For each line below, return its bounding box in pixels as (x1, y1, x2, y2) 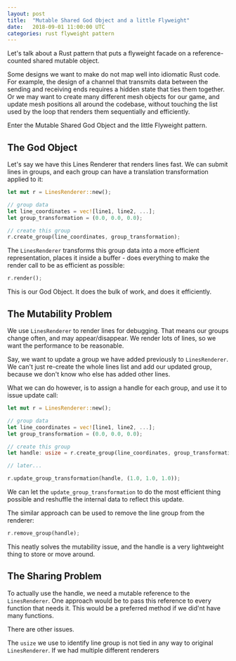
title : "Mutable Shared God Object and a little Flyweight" (7, 17, 190, 24)
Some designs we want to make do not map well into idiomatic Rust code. (7, 70, 221, 79)
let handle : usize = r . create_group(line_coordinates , (7, 450, 171, 457)
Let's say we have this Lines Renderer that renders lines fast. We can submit (7, 160, 228, 169)
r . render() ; (7, 275, 42, 282)
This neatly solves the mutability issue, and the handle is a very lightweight (7, 542, 224, 551)
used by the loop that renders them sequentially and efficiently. (7, 107, 190, 116)
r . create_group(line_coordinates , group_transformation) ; (7, 233, 181, 241)
